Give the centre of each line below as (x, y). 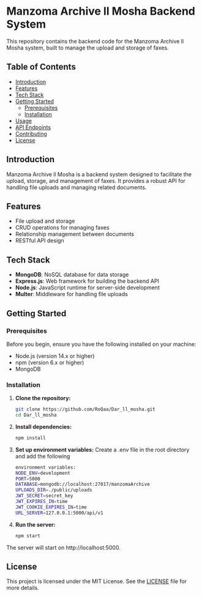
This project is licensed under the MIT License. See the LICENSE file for (97, 581)
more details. (23, 588)
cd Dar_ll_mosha (36, 415)
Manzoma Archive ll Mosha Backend (101, 11)
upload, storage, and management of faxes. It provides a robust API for (96, 181)
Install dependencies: (43, 427)
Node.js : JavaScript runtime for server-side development (88, 288)
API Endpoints (33, 127)
